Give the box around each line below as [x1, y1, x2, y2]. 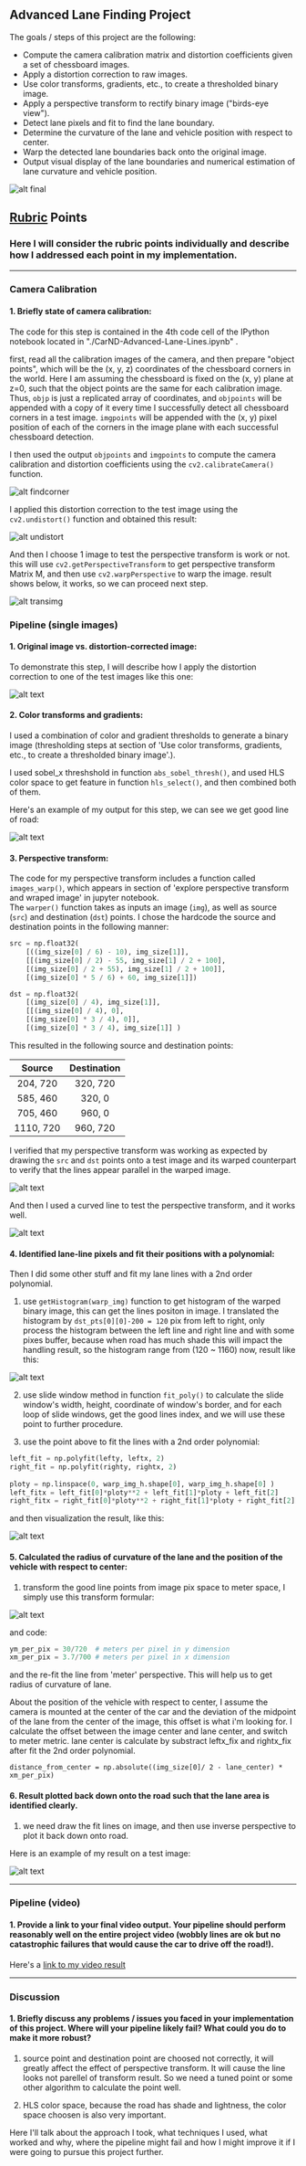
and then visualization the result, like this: [9, 1513, 165, 1524]
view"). [22, 107, 50, 118]
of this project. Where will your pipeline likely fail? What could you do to [9, 2023, 287, 2034]
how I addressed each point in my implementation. [9, 248, 238, 261]
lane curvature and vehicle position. [22, 165, 158, 176]
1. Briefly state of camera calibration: [9, 306, 152, 317]
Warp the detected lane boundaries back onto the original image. [22, 146, 267, 157]
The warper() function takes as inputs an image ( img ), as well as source [9, 902, 278, 913]
